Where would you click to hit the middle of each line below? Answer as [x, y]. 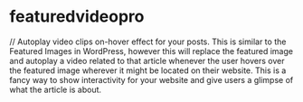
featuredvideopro [77, 17]
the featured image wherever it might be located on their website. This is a [148, 70]
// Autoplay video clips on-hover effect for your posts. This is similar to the [148, 42]
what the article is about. [56, 89]
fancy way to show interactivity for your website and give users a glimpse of [151, 79]
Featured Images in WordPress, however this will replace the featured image [151, 51]
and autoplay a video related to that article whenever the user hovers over [147, 60]
